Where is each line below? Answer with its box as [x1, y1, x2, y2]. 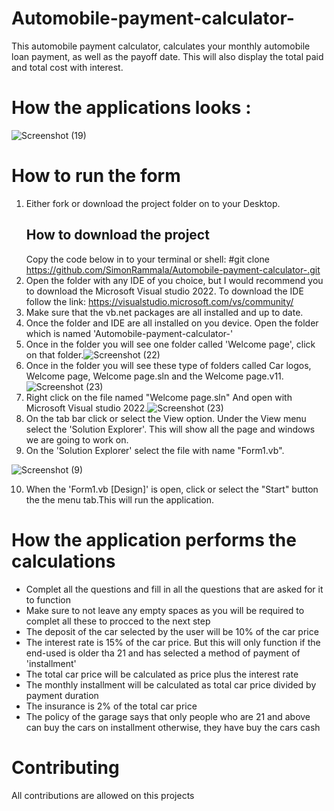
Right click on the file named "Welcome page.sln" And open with [25, 391, 293, 403]
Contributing [11, 756, 120, 779]
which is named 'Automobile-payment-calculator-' [25, 327, 234, 339]
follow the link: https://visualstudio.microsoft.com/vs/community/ [25, 295, 294, 307]
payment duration [25, 689, 99, 701]
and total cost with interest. [11, 61, 124, 73]
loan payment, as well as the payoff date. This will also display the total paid [11, 50, 324, 62]
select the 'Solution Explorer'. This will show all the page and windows [25, 423, 316, 435]
